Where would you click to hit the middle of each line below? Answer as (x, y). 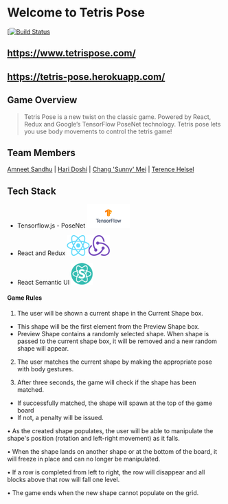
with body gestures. (45, 369)
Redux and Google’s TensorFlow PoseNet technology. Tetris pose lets (122, 124)
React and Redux (41, 253)
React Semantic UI (43, 282)
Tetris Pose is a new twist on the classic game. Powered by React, (117, 117)
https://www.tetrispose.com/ (71, 53)
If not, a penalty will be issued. (60, 417)
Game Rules (25, 298)
